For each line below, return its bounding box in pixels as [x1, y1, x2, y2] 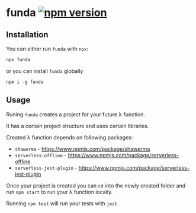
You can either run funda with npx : [6, 45, 89, 52]
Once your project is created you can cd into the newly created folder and [6, 182, 186, 189]
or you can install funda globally [6, 67, 83, 74]
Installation [6, 30, 49, 40]
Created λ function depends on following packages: [6, 133, 133, 141]
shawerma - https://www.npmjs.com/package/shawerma [14, 145, 150, 152]
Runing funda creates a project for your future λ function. [6, 110, 146, 118]
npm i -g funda [6, 79, 44, 85]
